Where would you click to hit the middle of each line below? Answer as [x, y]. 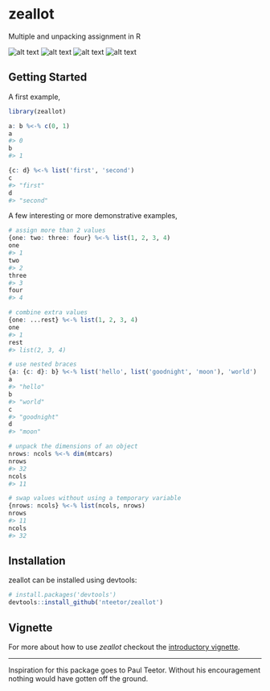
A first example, [35, 97]
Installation [37, 561]
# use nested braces [43, 364]
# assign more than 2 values [57, 230]
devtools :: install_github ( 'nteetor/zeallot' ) [86, 602]
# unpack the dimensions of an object [73, 447]
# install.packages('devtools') [62, 595]
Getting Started [48, 77]
